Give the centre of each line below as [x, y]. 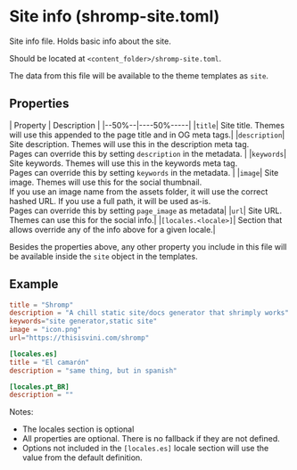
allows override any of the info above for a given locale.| [112, 229]
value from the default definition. [82, 458]
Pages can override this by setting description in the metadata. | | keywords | [148, 153]
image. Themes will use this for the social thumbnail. [106, 182]
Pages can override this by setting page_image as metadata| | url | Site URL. [146, 210]
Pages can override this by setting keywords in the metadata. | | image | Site [144, 172]
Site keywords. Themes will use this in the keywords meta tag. [124, 163]
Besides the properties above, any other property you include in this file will [148, 246]
